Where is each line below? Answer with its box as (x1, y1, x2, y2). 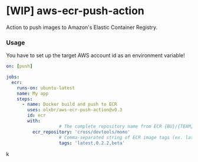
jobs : (6, 74, 19, 80)
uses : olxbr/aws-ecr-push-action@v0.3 (27, 107, 123, 113)
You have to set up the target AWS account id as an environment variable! (6, 52, 186, 59)
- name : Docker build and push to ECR (21, 102, 117, 108)
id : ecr (27, 112, 46, 119)
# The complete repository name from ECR (58, 123, 162, 129)
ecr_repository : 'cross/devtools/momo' (32, 129, 131, 135)
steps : (16, 96, 33, 102)
